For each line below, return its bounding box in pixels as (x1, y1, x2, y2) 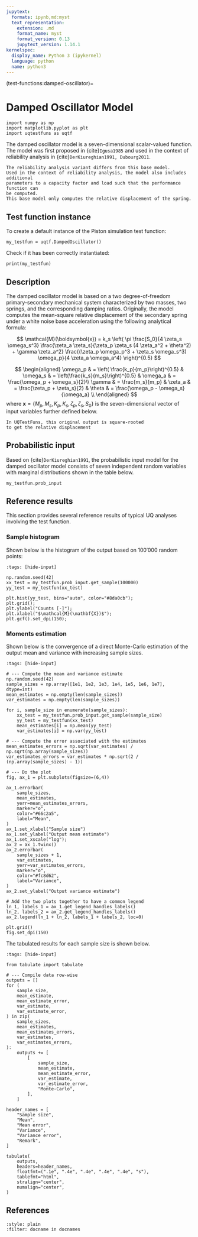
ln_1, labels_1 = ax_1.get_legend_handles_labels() (6, 904, 136, 909)
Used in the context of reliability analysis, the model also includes (6, 170, 186, 176)
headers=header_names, (17, 1163, 73, 1170)
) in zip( (6, 1013, 31, 1019)
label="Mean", (17, 815, 51, 822)
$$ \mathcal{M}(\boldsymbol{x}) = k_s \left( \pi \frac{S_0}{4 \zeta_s (17, 335, 182, 342)
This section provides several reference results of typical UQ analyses (6, 512, 177, 519)
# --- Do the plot (6, 769, 51, 775)
